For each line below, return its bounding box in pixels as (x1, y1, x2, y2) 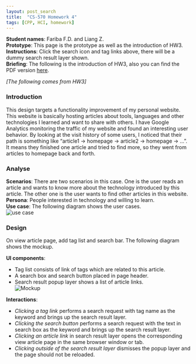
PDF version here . (6, 67, 50, 74)
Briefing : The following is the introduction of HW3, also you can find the (6, 60, 180, 68)
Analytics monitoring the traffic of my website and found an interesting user (6, 124, 188, 132)
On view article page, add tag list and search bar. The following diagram (6, 237, 180, 244)
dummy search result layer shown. (6, 54, 90, 62)
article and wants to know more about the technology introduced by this (6, 184, 180, 191)
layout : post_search (6, 8, 57, 15)
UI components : (6, 255, 46, 262)
